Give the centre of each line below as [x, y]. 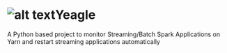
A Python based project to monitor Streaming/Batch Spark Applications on [114, 34]
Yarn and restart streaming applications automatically [84, 41]
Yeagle [76, 15]
